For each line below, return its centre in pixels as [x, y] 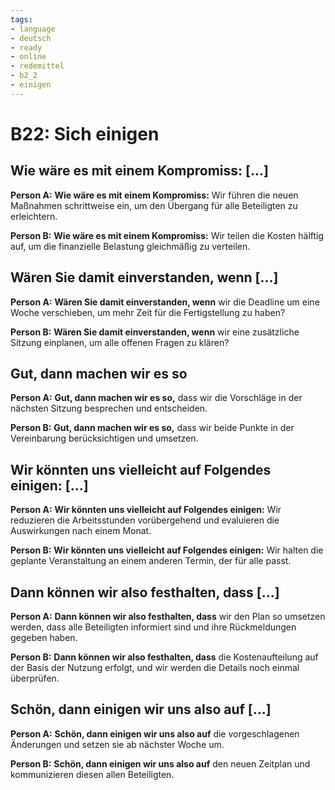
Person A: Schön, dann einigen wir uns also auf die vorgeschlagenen [155, 733]
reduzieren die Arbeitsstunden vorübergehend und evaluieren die [145, 520]
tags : [21, 19]
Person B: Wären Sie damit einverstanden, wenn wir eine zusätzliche [155, 332]
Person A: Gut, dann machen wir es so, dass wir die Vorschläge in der [156, 398]
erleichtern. [34, 216]
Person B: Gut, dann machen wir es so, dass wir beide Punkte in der [152, 428]
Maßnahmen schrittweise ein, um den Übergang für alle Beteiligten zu [154, 205]
